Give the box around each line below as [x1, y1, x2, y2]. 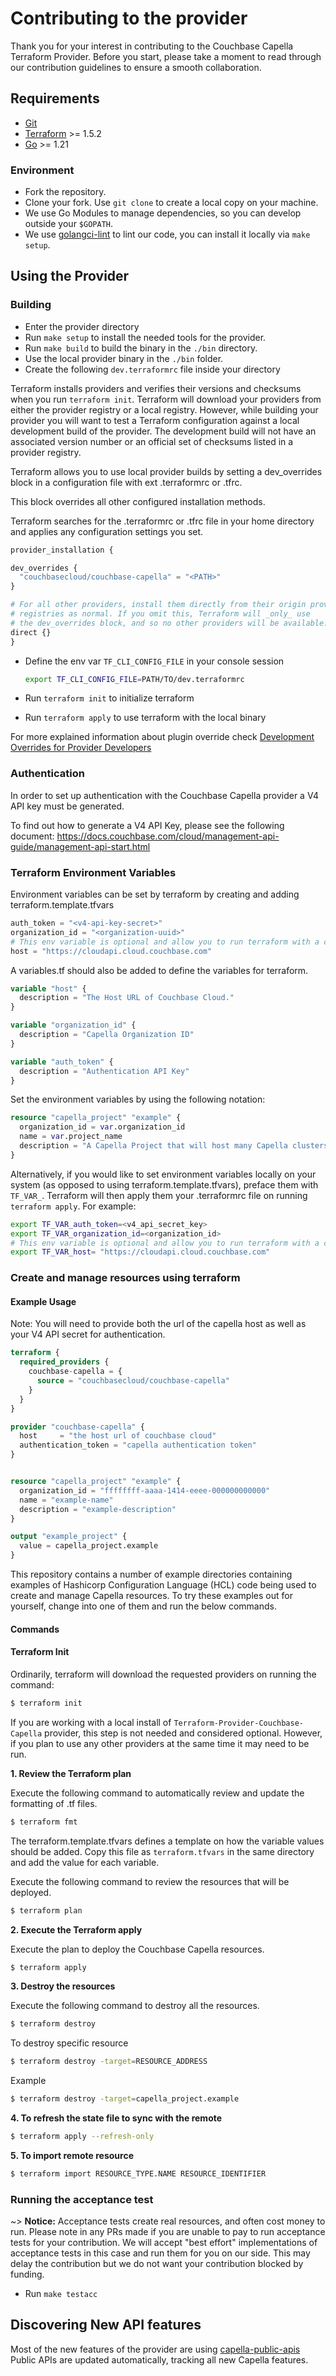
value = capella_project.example [19, 1541, 159, 1551]
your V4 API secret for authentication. [10, 1328, 166, 1341]
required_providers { [19, 1357, 110, 1367]
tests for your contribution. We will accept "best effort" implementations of [10, 2237, 318, 2249]
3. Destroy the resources [10, 1980, 116, 1992]
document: [10, 830, 55, 842]
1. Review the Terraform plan [10, 1767, 132, 1779]
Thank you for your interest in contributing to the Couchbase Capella [10, 40, 294, 52]
